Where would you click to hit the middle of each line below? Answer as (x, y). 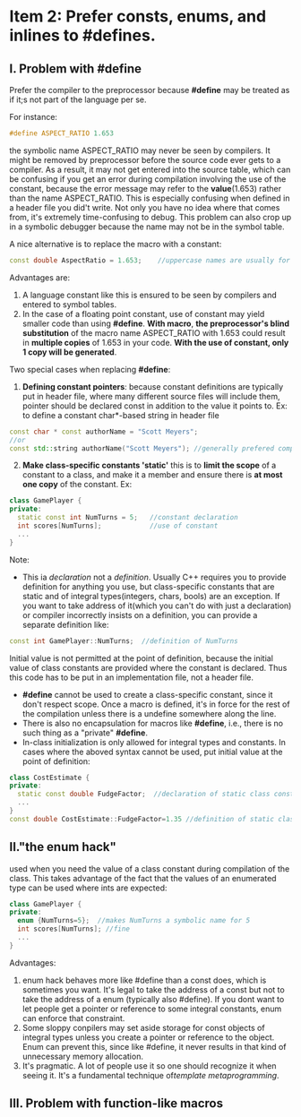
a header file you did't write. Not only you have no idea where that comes (145, 207)
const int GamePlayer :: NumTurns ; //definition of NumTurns (124, 641)
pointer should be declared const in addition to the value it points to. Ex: (155, 406)
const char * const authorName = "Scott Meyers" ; (104, 432)
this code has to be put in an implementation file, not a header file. (131, 677)
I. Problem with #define (75, 69)
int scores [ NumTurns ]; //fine (73, 929)
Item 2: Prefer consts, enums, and (138, 17)
